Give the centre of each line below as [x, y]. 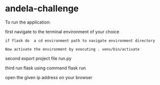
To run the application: [28, 22]
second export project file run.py [38, 58]
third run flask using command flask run [46, 68]
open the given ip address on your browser [49, 77]
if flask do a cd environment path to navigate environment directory [80, 41]
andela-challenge [42, 9]
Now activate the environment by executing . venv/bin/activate [72, 49]
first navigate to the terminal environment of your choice [62, 31]
